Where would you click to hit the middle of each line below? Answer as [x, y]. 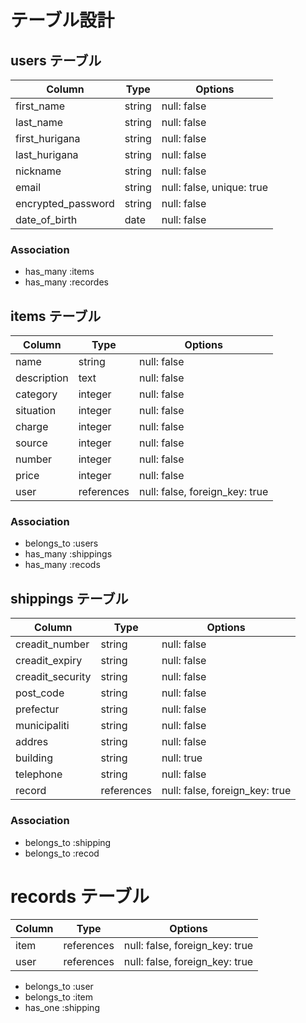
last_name [39, 122]
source [31, 443]
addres [32, 742]
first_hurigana [48, 138]
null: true [182, 758]
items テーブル [56, 316]
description [42, 378]
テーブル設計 [62, 20]
